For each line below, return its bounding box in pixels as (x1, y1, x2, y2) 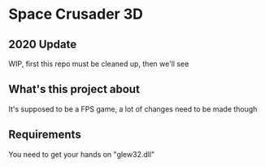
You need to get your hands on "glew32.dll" (8, 149, 155, 159)
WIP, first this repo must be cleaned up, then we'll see (8, 59, 189, 68)
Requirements (8, 128, 81, 142)
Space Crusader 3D (8, 5, 144, 24)
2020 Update (8, 37, 77, 51)
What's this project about (8, 82, 141, 96)
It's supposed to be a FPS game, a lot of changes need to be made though (8, 103, 258, 114)
